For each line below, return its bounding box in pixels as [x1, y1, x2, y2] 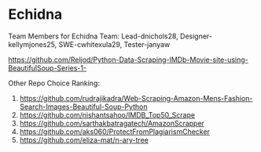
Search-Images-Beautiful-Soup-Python [19, 102, 148, 111]
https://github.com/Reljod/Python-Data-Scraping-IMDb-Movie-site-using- [8, 55, 249, 64]
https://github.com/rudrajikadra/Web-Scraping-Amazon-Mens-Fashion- [19, 93, 253, 103]
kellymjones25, [8, 39, 57, 49]
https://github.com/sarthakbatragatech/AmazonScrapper [19, 118, 204, 128]
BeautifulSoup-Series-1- [8, 63, 87, 72]
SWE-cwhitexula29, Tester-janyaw [58, 39, 171, 49]
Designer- [179, 31, 212, 41]
